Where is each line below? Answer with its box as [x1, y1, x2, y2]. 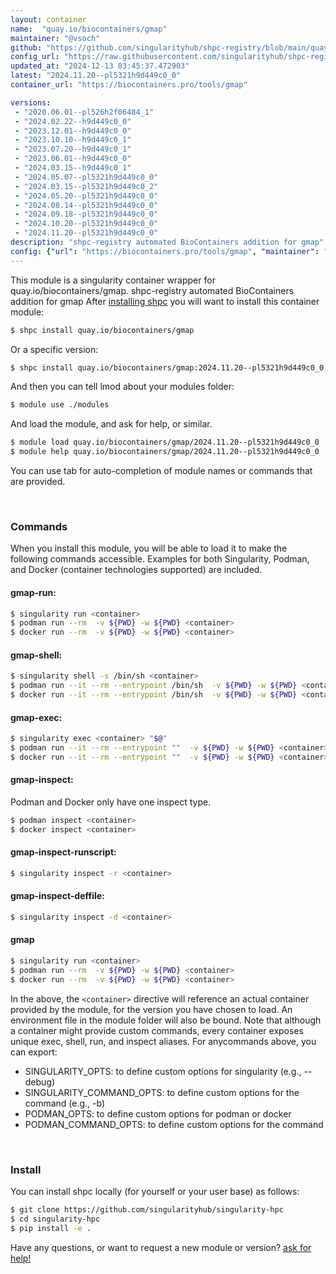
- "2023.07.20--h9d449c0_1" [14, 144, 132, 155]
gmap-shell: [10, 649, 63, 661]
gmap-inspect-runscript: [10, 846, 117, 858]
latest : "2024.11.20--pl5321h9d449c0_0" [10, 71, 182, 81]
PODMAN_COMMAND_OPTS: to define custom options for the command [24, 1118, 324, 1130]
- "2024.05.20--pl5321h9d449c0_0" [14, 191, 159, 201]
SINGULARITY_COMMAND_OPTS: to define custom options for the [24, 1086, 300, 1098]
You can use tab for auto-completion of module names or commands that [10, 465, 313, 476]
